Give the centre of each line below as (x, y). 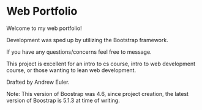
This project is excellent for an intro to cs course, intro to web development (101, 64)
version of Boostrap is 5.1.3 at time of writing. (63, 100)
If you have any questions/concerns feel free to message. (79, 52)
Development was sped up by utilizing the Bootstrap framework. (87, 40)
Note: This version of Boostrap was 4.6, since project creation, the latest (97, 94)
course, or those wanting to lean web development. (71, 70)
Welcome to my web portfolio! (44, 28)
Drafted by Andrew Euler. (38, 82)
